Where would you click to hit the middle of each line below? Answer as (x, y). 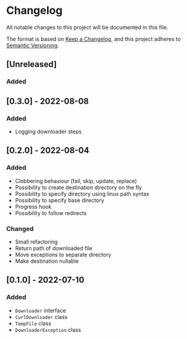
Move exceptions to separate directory (63, 254)
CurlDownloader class (41, 317)
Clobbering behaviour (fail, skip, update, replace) (76, 181)
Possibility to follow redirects (51, 213)
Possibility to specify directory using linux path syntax (82, 193)
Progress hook (33, 207)
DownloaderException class (48, 329)
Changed (20, 228)
